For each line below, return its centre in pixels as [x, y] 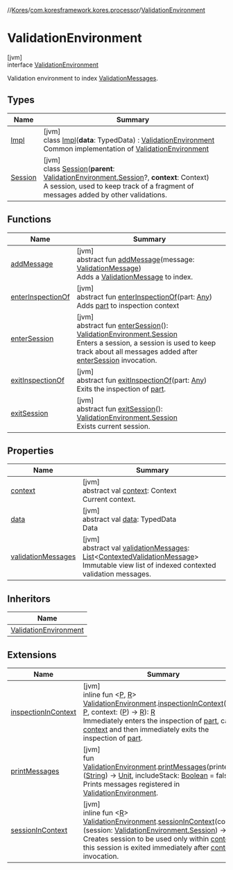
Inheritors [29, 599]
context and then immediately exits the [146, 729]
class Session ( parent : [79, 168]
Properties [31, 451]
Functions [29, 219]
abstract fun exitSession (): [120, 409]
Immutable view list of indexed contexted [149, 566]
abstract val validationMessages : [136, 548]
